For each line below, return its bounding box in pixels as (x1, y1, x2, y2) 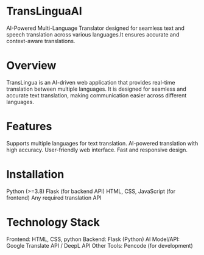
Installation (6, 167, 65, 181)
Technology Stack (6, 215, 100, 229)
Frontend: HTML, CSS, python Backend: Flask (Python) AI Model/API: (6, 236, 180, 243)
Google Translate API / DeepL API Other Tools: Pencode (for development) (6, 242, 193, 249)
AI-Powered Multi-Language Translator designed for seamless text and (6, 24, 185, 32)
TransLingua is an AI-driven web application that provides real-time (6, 79, 175, 86)
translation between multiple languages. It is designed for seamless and (6, 85, 187, 93)
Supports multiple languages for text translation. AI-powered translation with (6, 139, 199, 147)
